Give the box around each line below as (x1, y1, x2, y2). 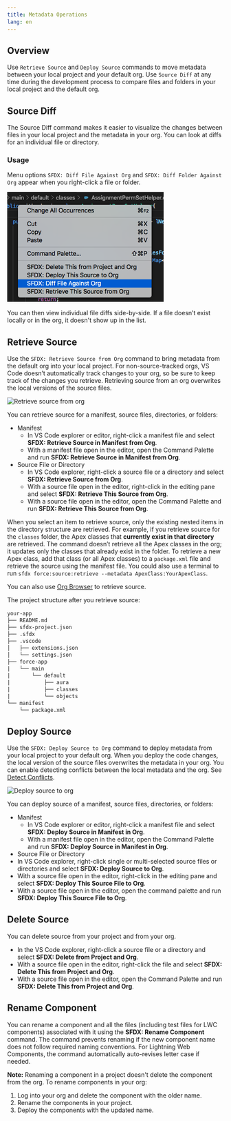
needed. (7, 1057, 31, 1065)
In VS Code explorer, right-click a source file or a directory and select (27, 468, 224, 476)
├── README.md (7, 617, 48, 624)
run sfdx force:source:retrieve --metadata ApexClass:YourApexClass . (7, 569, 208, 577)
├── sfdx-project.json (7, 624, 72, 631)
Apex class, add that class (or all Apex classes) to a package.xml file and (7, 555, 211, 563)
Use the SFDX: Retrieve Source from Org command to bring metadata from (7, 355, 220, 363)
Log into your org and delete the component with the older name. (16, 1091, 202, 1100)
